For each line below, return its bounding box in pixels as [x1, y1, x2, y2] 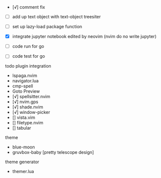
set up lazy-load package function [12, 24, 82, 30]
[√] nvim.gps [12, 99, 39, 105]
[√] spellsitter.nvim [12, 94, 50, 100]
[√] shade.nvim [12, 104, 43, 110]
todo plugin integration [5, 63, 51, 69]
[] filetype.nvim [12, 120, 43, 126]
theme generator [5, 159, 40, 165]
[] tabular [12, 125, 31, 131]
